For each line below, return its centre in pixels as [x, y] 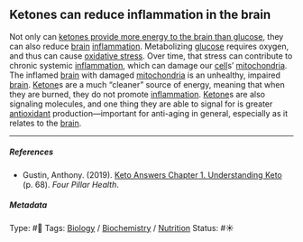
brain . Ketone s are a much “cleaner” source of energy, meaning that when [147, 84]
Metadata [28, 205]
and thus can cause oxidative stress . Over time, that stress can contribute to [151, 56]
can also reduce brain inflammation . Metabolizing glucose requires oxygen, [149, 46]
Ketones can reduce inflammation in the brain [140, 15]
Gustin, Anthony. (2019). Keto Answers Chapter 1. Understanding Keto [152, 174]
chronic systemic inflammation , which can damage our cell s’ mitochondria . [148, 65]
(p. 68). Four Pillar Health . [70, 184]
